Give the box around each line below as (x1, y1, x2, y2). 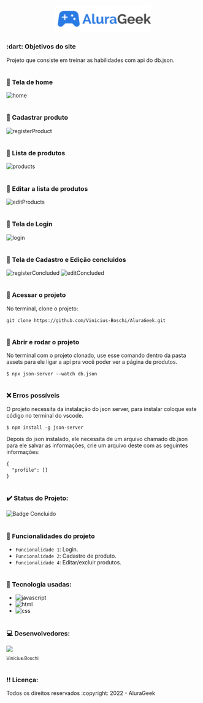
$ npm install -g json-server (6, 424, 84, 431)
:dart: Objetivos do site (6, 42, 77, 51)
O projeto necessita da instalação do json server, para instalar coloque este (6, 405, 197, 412)
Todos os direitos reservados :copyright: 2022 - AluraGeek (6, 690, 155, 697)
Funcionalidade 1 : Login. (15, 545, 79, 553)
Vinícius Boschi (6, 655, 39, 661)
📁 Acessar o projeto (6, 291, 66, 299)
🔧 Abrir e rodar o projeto (6, 337, 80, 346)
